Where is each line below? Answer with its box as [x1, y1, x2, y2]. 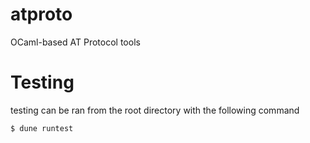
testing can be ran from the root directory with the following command [10, 104, 300, 116]
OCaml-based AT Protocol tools [10, 36, 141, 48]
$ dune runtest [10, 123, 74, 133]
